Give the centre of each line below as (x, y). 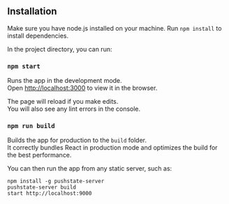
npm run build (31, 126)
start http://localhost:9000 (50, 194)
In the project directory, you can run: (60, 49)
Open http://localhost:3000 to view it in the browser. (82, 88)
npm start (24, 66)
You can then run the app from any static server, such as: (90, 168)
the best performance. (39, 155)
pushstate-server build (42, 187)
